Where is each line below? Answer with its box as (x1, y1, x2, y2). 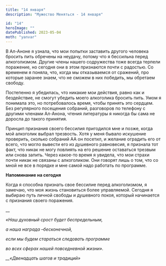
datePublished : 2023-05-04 (5, 30, 61, 35)
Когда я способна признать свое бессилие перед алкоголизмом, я (5, 182, 147, 188)
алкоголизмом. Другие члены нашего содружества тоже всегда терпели (5, 59, 161, 65)
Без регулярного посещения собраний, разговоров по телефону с (5, 105, 146, 111)
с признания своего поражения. (5, 198, 74, 203)
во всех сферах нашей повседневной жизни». (5, 246, 104, 251)
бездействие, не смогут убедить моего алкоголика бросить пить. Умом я (5, 95, 162, 101)
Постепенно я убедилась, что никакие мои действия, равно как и (5, 90, 145, 95)
